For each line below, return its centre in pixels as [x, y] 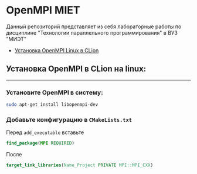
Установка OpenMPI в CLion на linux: [76, 69]
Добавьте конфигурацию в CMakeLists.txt [69, 119]
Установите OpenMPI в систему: [55, 92]
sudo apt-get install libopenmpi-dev [52, 105]
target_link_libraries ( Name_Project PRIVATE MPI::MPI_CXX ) [80, 165]
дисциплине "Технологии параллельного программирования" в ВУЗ [92, 32]
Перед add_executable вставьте [45, 132]
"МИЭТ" [16, 39]
